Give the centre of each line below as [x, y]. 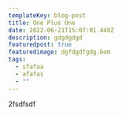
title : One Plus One [42, 23]
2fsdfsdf [22, 104]
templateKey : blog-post [47, 15]
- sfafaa [30, 67]
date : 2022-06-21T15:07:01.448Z [61, 30]
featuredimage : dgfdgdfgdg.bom [59, 52]
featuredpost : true [40, 45]
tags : [17, 60]
